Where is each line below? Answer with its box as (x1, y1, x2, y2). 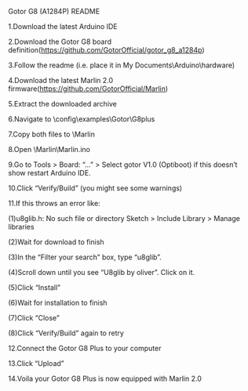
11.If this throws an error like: (8, 199, 100, 208)
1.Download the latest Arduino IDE (8, 22, 118, 31)
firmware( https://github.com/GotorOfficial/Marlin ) (8, 84, 169, 93)
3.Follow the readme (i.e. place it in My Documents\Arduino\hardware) (8, 60, 235, 70)
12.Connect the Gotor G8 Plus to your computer (8, 344, 162, 353)
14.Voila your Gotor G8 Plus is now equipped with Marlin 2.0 (8, 374, 202, 383)
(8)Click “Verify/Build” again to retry (8, 328, 124, 338)
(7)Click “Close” (8, 313, 60, 322)
